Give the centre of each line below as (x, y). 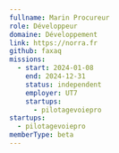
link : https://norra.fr (54, 43)
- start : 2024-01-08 (55, 68)
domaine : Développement (54, 34)
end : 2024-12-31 (56, 76)
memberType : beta (42, 135)
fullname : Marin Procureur (59, 18)
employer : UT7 (51, 93)
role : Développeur (43, 26)
